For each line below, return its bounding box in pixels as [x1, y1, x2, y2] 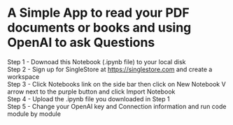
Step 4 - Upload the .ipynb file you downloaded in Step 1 [7, 94, 170, 103]
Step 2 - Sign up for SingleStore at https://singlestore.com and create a [7, 65, 213, 73]
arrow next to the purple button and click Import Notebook [7, 87, 176, 96]
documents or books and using [7, 20, 192, 36]
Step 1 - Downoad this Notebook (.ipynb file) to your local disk [7, 57, 186, 66]
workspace [7, 72, 40, 81]
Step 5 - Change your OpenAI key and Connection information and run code [7, 102, 227, 110]
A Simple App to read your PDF [7, 5, 190, 21]
